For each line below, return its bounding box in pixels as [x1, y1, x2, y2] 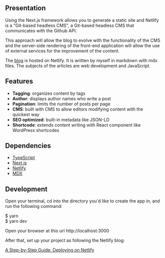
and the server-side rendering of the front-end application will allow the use [5, 42, 160, 49]
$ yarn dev [5, 218, 27, 224]
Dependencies [5, 141, 51, 150]
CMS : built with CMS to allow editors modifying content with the [12, 106, 144, 112]
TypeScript [12, 155, 35, 161]
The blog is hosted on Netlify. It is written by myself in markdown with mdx [5, 57, 158, 64]
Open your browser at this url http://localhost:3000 [5, 228, 110, 234]
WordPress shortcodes [12, 127, 59, 133]
